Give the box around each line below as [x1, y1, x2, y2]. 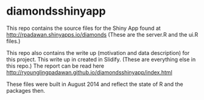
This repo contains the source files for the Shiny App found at [6, 24, 161, 32]
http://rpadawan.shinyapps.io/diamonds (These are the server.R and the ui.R [6, 30, 199, 38]
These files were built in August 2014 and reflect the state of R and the [6, 80, 184, 88]
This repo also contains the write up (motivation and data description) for [6, 49, 190, 56]
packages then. [6, 87, 46, 94]
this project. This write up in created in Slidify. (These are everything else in [6, 55, 196, 63]
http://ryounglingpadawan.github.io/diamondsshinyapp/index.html [6, 68, 172, 76]
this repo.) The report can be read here [6, 62, 105, 70]
